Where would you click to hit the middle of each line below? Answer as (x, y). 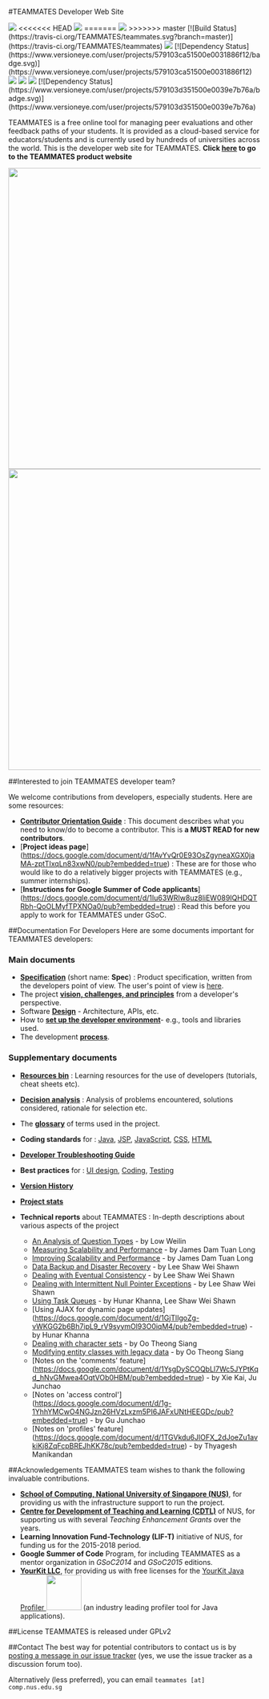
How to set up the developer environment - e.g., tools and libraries (130, 1020)
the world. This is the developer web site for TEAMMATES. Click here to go (132, 148)
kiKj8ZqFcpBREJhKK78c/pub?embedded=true (108, 1445)
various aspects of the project (69, 1225)
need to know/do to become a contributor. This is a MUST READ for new (140, 829)
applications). (42, 1615)
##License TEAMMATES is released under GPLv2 (90, 1631)
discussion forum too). (45, 1664)
